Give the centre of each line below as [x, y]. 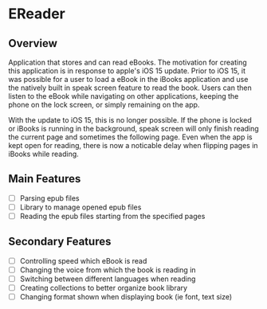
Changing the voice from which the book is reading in [108, 270]
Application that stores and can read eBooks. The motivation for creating [128, 62]
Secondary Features [60, 242]
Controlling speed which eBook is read [83, 260]
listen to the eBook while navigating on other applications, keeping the [124, 96]
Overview [33, 43]
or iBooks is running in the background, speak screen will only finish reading [133, 129]
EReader [37, 14]
